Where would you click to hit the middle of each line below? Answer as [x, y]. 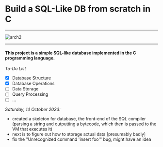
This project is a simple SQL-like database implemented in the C [71, 53]
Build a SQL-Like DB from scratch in [78, 9]
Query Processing [30, 94]
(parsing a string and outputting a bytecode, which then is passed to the [84, 124]
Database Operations [33, 84]
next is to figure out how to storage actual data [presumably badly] [79, 134]
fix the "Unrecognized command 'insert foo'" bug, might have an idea [81, 139]
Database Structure [32, 78]
